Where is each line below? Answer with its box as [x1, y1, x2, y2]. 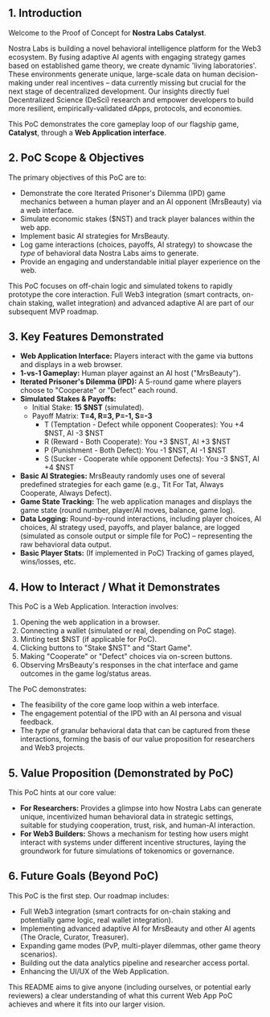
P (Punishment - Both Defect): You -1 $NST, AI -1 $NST [43, 445, 227, 455]
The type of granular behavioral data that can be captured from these [19, 726, 251, 736]
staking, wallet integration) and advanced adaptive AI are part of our [27, 298, 255, 307]
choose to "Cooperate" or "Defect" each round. [19, 386, 178, 395]
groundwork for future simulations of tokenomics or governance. [19, 846, 235, 856]
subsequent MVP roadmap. [8, 306, 99, 316]
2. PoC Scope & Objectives [8, 151, 145, 165]
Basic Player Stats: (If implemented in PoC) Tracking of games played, [19, 548, 255, 558]
